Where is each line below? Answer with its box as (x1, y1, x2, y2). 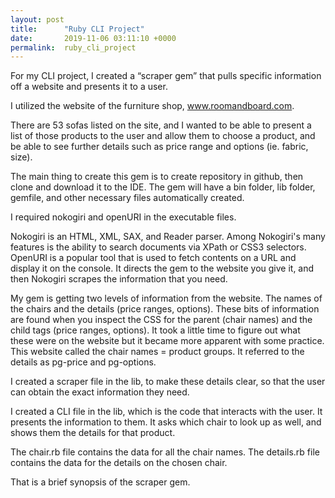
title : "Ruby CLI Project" (10, 24, 145, 34)
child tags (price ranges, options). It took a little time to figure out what (10, 324, 301, 336)
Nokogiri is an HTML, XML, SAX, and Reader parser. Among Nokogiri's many (10, 231, 326, 243)
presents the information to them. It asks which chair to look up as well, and (10, 416, 322, 428)
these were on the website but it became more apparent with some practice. (10, 335, 325, 347)
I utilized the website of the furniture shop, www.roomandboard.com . (10, 100, 295, 112)
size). (10, 151, 33, 163)
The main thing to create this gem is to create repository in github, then (10, 171, 304, 183)
